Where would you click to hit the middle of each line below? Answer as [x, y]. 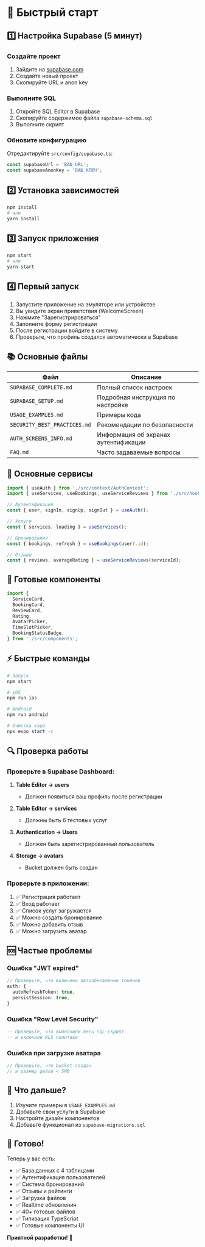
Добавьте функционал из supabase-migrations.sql [80, 1124]
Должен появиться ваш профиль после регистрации [94, 797]
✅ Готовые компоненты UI [50, 1225]
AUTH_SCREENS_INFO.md [41, 438]
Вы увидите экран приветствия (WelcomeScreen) [80, 311]
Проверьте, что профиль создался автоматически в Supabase [97, 337]
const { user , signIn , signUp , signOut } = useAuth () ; [78, 510]
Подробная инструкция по [136, 397]
